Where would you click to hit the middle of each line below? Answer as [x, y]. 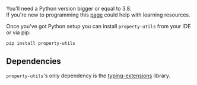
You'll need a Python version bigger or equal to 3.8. [69, 9]
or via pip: [18, 32]
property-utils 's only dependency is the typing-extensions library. [88, 76]
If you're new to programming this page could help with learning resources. [99, 15]
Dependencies [34, 61]
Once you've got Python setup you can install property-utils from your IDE [99, 26]
